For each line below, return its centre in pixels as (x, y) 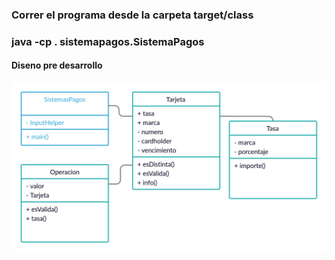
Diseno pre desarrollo (57, 65)
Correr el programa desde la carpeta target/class (132, 15)
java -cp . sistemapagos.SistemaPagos (108, 41)
